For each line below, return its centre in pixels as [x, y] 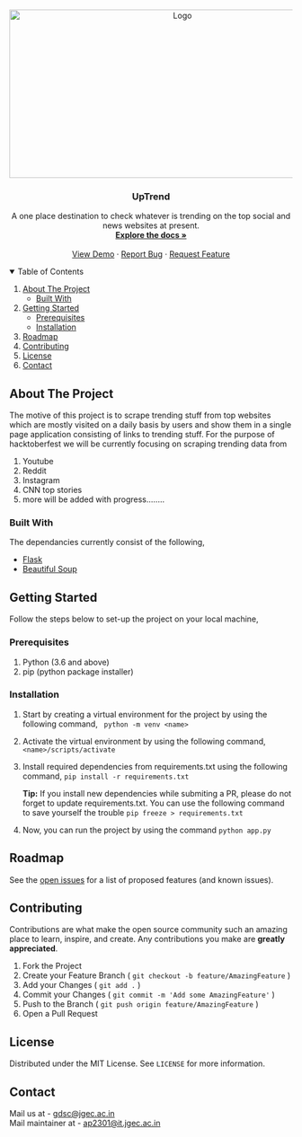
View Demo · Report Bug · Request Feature [151, 254]
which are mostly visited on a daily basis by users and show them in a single [151, 425]
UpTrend [151, 196]
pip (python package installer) [78, 671]
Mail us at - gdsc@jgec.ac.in [62, 1114]
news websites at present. [151, 225]
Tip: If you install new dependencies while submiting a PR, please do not [157, 793]
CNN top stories [52, 490]
